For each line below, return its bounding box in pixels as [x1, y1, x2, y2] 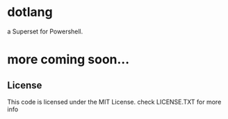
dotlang [7, 4, 54, 20]
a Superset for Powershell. [7, 27, 83, 35]
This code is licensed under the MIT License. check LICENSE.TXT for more [7, 97, 222, 106]
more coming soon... [7, 51, 130, 68]
